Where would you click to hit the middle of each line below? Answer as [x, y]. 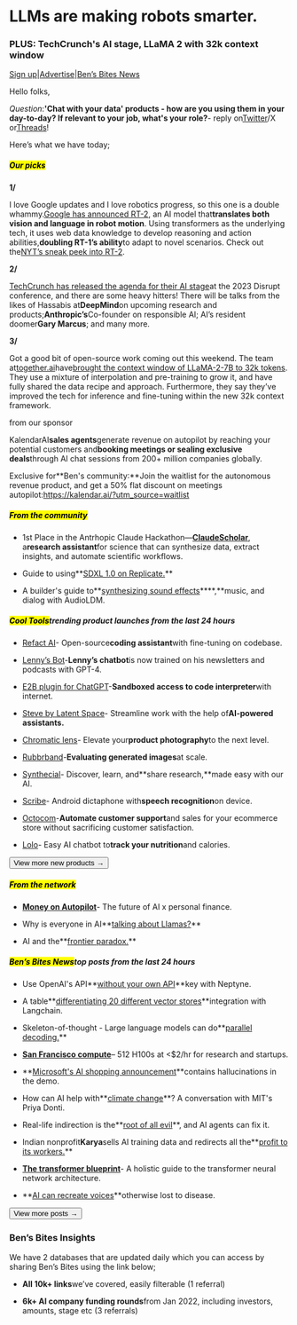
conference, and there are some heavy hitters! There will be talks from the [145, 296]
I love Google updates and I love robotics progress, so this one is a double [145, 205]
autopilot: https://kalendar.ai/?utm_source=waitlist [99, 495]
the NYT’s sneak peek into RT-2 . [67, 252]
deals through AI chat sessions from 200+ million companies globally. [136, 459]
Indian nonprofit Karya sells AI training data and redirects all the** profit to [155, 1142]
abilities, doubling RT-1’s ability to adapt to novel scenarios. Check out [137, 242]
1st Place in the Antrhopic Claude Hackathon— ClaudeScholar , [136, 538]
